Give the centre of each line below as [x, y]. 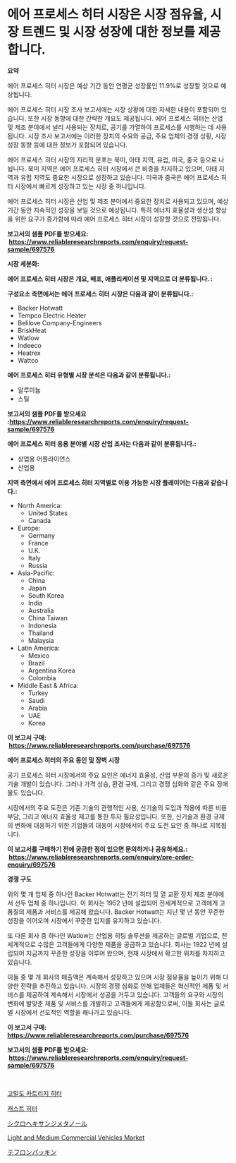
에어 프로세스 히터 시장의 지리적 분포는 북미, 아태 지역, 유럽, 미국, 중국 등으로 [112, 159]
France [38, 543]
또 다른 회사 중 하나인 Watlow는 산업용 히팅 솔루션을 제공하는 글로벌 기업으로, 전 [117, 935]
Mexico [39, 655]
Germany [41, 535]
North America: [39, 505]
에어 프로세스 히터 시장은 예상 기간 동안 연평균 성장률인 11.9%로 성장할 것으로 [113, 85]
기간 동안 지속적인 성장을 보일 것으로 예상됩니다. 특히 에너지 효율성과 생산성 [111, 210]
